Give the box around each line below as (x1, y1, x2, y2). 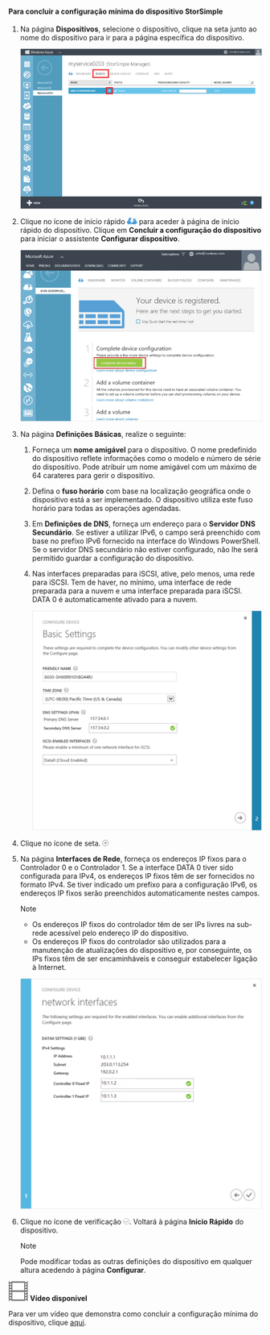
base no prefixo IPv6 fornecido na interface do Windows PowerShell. (31, 536, 261, 546)
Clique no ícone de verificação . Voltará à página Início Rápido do (19, 1216, 244, 1226)
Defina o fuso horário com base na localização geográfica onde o (31, 486, 252, 496)
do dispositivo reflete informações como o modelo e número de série (31, 454, 261, 464)
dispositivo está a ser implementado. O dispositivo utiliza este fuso (31, 495, 253, 505)
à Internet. (31, 963, 67, 972)
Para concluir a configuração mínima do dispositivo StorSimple (8, 6, 223, 16)
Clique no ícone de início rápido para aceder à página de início (19, 217, 239, 227)
